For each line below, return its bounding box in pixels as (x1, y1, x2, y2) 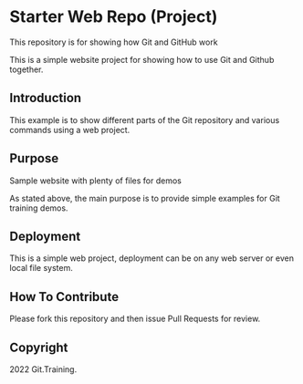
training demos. (9, 202, 68, 213)
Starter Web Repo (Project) (9, 6, 218, 27)
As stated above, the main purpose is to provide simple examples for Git (9, 192, 280, 203)
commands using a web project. (9, 124, 131, 135)
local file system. (9, 263, 73, 274)
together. (9, 64, 44, 75)
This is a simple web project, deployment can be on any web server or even (9, 253, 295, 264)
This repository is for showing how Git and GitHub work (9, 36, 218, 47)
